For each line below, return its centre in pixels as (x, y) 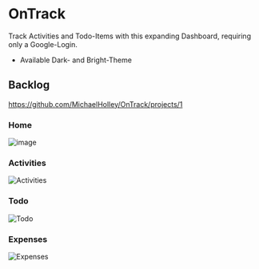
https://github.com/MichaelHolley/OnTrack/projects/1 (96, 104)
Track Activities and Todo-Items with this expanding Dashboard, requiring (130, 36)
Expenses (28, 239)
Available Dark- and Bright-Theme (76, 60)
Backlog (29, 85)
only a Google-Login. (43, 44)
